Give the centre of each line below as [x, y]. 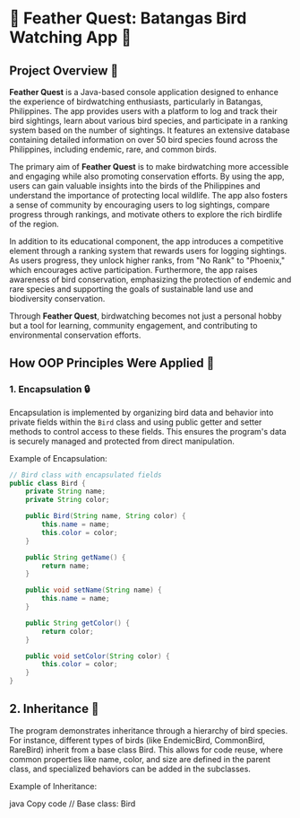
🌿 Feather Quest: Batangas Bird [128, 18]
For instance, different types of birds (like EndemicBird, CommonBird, [137, 740]
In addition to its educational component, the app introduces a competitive [146, 241]
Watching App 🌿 [71, 37]
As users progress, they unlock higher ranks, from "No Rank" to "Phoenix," [147, 260]
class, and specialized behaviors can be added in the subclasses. [130, 769]
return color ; [68, 631]
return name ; [66, 566]
